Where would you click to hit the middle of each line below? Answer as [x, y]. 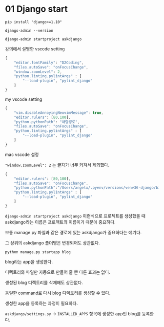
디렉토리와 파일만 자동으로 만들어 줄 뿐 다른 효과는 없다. [58, 272]
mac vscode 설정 [22, 154]
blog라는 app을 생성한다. [29, 262]
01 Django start [37, 9]
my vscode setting [24, 99]
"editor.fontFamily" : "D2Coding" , [49, 63]
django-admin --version [29, 30]
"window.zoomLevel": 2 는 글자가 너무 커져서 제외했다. [57, 165]
